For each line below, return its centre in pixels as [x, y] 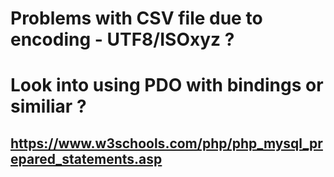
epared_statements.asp [86, 158]
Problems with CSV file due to [136, 18]
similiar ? [48, 106]
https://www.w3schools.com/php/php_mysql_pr [166, 143]
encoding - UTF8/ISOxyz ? [122, 39]
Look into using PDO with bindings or [167, 85]
